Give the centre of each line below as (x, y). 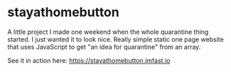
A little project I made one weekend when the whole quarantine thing (108, 32)
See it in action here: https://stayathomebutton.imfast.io (89, 60)
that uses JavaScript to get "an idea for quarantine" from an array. (104, 47)
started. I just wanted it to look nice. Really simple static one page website (116, 39)
